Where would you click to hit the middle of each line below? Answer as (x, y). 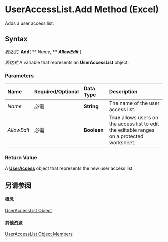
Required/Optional (56, 92)
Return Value (21, 157)
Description (123, 92)
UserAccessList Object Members (39, 234)
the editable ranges (132, 130)
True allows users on (134, 118)
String (91, 106)
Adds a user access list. (30, 23)
